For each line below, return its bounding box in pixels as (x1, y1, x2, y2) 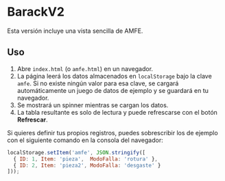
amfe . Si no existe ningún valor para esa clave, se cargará (16, 79, 179, 87)
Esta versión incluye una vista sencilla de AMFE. (7, 27, 143, 35)
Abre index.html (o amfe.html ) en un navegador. (16, 64, 153, 72)
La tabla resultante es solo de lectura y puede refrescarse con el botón (16, 108, 218, 116)
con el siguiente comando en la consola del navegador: (7, 136, 163, 144)
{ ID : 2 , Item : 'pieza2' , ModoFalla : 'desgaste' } (13, 162, 161, 169)
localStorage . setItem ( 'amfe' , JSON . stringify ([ (7, 149, 146, 156)
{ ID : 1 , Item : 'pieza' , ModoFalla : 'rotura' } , (13, 155, 158, 163)
